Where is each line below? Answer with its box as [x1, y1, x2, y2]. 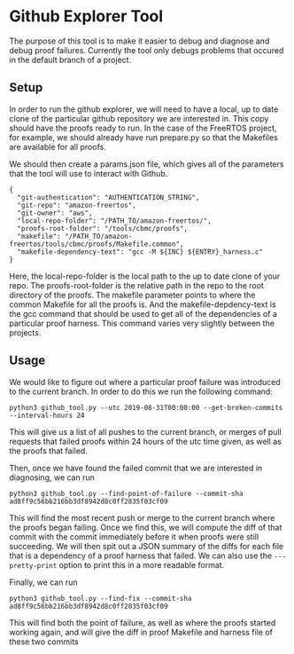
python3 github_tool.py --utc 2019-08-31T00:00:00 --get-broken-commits [9, 403, 283, 412]
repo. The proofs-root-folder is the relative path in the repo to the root [9, 280, 264, 290]
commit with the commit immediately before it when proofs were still [9, 531, 259, 542]
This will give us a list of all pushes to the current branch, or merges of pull [9, 426, 282, 437]
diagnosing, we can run [9, 472, 96, 483]
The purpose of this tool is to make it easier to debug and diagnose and [9, 35, 270, 46]
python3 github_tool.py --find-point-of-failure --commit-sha [9, 489, 244, 498]
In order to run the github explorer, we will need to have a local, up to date [9, 104, 279, 114]
